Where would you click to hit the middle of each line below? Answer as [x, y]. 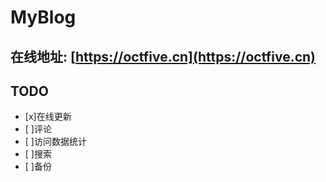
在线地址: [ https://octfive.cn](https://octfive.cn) [163, 56]
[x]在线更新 [48, 117]
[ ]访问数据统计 [55, 142]
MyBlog [43, 17]
